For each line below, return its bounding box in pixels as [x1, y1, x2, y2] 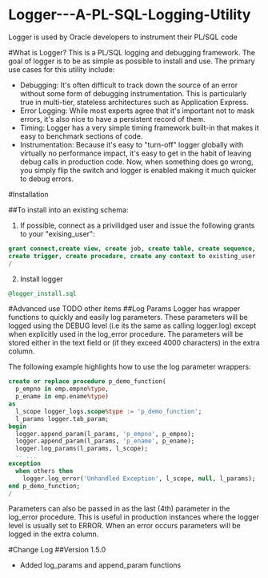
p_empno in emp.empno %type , [15, 385, 110, 394]
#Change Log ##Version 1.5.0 [8, 545, 106, 555]
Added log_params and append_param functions [19, 560, 182, 570]
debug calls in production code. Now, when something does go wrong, [19, 156, 254, 166]
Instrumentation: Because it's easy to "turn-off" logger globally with [19, 139, 244, 149]
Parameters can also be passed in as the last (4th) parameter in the [8, 503, 230, 514]
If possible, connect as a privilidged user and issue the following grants [19, 220, 255, 230]
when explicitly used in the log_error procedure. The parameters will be [8, 329, 244, 339]
